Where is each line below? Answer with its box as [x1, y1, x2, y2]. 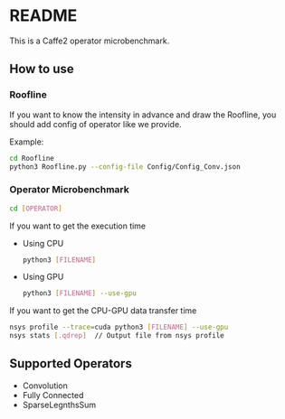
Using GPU [22, 272, 64, 283]
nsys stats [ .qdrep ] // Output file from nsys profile [9, 331, 224, 340]
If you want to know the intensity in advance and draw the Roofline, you [9, 109, 277, 120]
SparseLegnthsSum [22, 399, 97, 410]
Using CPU [22, 237, 64, 248]
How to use [9, 61, 74, 77]
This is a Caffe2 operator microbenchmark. [9, 35, 170, 46]
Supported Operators [9, 356, 133, 371]
